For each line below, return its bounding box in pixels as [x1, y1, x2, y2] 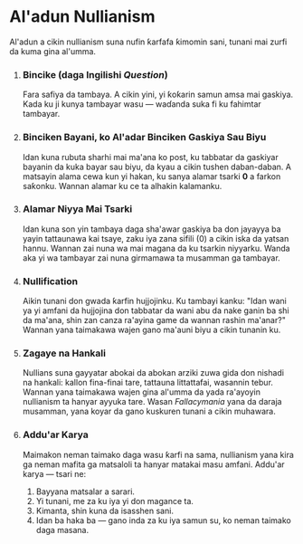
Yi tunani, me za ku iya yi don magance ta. [35, 495, 194, 506]
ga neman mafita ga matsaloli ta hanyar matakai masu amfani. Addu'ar [22, 459, 285, 470]
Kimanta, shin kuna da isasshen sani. [35, 505, 175, 516]
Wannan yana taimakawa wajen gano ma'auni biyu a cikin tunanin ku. [22, 324, 281, 336]
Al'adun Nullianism [9, 6, 156, 27]
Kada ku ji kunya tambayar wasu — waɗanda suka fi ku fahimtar [22, 99, 262, 110]
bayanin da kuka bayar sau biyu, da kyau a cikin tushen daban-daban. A [22, 161, 292, 172]
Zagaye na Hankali [22, 347, 107, 359]
